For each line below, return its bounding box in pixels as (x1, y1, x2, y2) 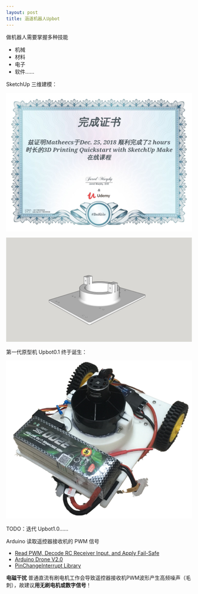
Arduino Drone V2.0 (14, 556, 63, 563)
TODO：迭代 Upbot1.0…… (6, 525, 69, 533)
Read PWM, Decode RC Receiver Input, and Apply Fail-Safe (14, 550, 160, 557)
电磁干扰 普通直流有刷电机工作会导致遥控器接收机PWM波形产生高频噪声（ (6, 575, 186, 582)
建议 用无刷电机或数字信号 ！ (24, 582, 91, 589)
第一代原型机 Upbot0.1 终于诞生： (6, 348, 87, 356)
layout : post (6, 9, 38, 15)
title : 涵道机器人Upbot (6, 15, 60, 22)
